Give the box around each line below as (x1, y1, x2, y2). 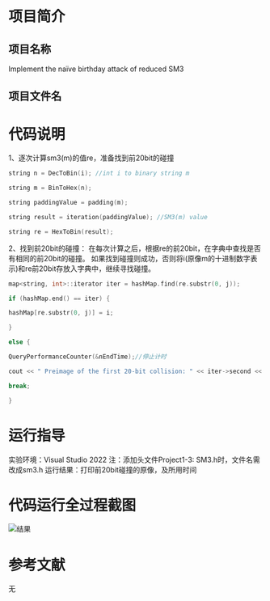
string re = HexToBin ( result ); (8, 227, 114, 235)
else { (8, 338, 31, 346)
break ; (8, 382, 31, 390)
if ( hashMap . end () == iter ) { (8, 294, 111, 303)
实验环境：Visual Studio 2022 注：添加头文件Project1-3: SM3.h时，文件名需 (8, 455, 260, 464)
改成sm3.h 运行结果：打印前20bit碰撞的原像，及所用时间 (8, 464, 197, 474)
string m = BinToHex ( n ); (8, 184, 92, 193)
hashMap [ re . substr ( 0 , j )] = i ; (8, 309, 114, 317)
